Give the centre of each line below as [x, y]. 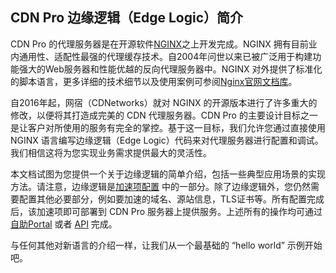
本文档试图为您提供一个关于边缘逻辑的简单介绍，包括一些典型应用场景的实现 [168, 174]
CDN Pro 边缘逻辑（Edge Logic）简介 [126, 18]
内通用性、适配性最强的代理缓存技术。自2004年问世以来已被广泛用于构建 [161, 56]
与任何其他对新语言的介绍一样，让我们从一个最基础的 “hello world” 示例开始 [166, 245]
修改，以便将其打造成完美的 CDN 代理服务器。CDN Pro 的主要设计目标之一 [164, 115]
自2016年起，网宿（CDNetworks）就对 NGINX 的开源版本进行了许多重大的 [164, 102]
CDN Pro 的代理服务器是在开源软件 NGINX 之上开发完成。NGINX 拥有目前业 [164, 44]
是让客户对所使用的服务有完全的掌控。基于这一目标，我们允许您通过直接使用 [168, 127]
